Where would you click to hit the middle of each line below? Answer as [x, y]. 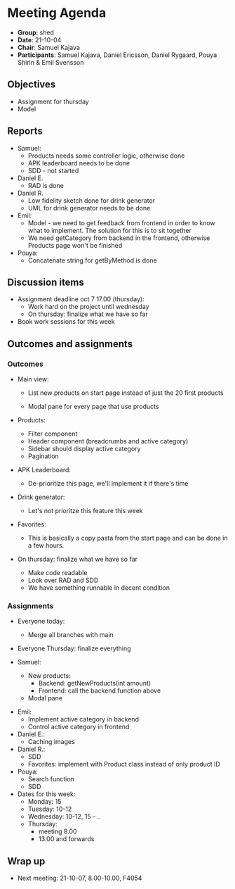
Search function [51, 779]
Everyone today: [41, 622]
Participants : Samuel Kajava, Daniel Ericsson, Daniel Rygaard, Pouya [117, 55]
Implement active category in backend [83, 719]
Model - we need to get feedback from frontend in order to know [121, 222]
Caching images [51, 742]
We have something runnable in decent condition [99, 588]
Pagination [43, 456]
